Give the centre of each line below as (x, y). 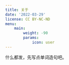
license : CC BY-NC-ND (28, 19)
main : (20, 28)
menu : (11, 24)
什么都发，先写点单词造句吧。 (36, 57)
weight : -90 (36, 33)
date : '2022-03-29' (25, 14)
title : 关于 (17, 10)
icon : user (43, 42)
